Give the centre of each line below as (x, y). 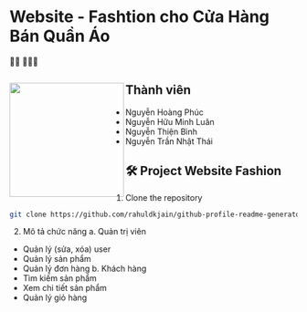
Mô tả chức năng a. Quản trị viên (84, 232)
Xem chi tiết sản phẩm (65, 288)
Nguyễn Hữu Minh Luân (170, 121)
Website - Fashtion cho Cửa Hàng (139, 17)
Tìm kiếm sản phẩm (60, 278)
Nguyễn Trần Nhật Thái (169, 141)
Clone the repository (164, 197)
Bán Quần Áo (60, 36)
